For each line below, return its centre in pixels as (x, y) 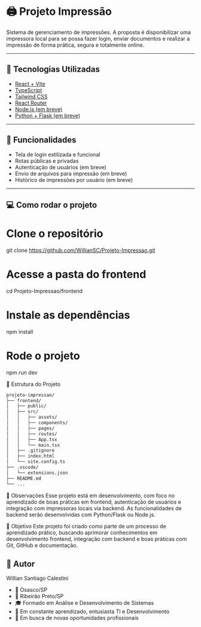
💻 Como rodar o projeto (52, 205)
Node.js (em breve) (39, 109)
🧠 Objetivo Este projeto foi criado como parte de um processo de (86, 526)
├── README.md (24, 478)
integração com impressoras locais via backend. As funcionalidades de (94, 508)
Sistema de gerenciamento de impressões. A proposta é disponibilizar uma (99, 32)
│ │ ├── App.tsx (32, 439)
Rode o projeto (43, 356)
